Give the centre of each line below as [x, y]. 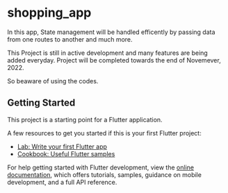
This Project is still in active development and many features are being [108, 53]
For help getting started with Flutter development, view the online [101, 167]
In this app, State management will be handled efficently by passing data [111, 32]
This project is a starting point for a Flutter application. [85, 119]
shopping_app [49, 13]
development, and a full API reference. [62, 182]
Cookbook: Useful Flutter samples [66, 153]
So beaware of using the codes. [53, 81]
